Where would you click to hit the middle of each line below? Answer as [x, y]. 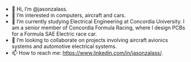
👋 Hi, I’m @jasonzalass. [40, 9]
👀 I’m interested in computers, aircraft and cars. [69, 15]
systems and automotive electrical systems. [64, 46]
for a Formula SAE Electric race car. [54, 34]
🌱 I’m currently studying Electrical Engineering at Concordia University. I [98, 21]
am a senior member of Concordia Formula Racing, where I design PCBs [98, 27]
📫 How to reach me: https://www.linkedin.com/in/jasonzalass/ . [87, 53]
